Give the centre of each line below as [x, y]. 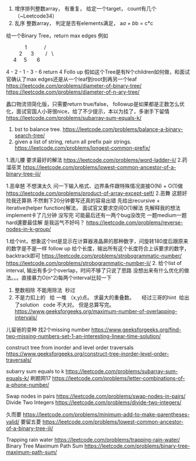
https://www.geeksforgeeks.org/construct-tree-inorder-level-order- [87, 354]
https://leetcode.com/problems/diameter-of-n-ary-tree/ [73, 92]
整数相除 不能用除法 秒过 [45, 290]
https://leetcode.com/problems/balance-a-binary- [123, 129]
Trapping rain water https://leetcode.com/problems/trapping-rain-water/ [93, 440]
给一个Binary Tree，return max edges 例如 [57, 36]
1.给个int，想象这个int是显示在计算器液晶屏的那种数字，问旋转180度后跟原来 [97, 241]
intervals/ [26, 317]
